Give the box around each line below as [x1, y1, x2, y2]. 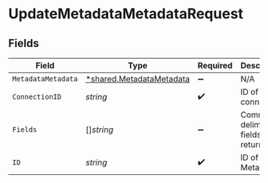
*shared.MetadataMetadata [85, 73, 190, 84]
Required [197, 60, 233, 71]
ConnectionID [12, 92, 62, 101]
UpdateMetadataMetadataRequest [8, 5, 244, 23]
